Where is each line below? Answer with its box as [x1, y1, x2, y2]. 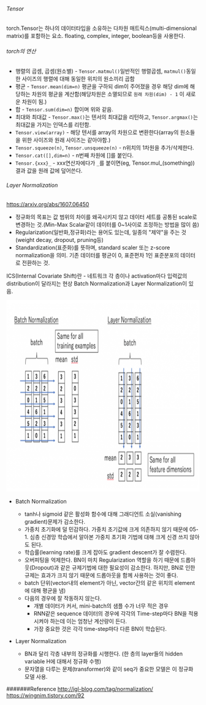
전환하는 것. [21, 259, 50, 266]
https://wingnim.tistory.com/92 [6, 692, 85, 699]
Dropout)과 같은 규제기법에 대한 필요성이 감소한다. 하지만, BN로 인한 [31, 564, 196, 571]
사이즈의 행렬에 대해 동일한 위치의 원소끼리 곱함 [21, 75, 135, 83]
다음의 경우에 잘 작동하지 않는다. [24, 594, 102, 601]
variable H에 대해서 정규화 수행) [24, 657, 102, 665]
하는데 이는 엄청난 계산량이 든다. [50, 617, 128, 625]
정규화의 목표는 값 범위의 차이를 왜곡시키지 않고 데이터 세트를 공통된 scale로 [15, 213, 197, 221]
